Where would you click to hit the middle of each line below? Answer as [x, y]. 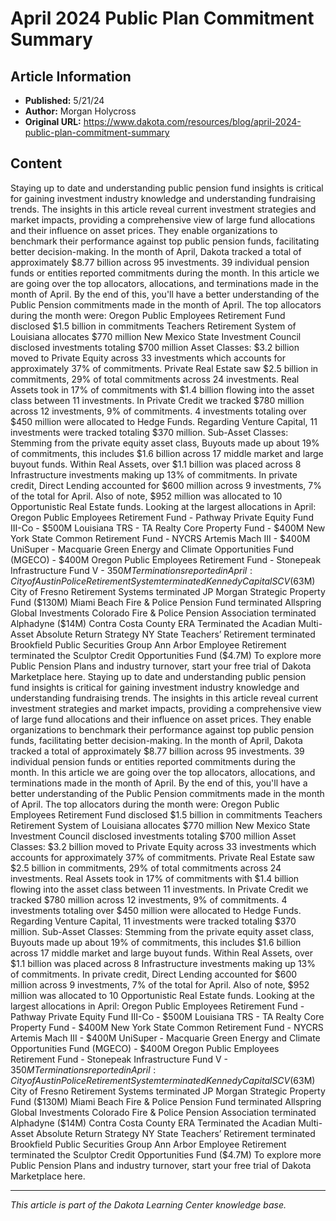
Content [36, 163]
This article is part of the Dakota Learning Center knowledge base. [148, 1204]
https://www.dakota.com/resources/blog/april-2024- [192, 121]
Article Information [71, 76]
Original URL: [53, 121]
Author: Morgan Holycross [80, 111]
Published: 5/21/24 [64, 100]
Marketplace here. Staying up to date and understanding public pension [158, 676]
